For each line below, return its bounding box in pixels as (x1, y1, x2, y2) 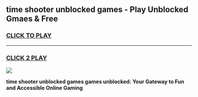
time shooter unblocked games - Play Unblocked (6, 5, 189, 15)
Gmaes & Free (6, 14, 58, 24)
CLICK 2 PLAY (6, 53, 47, 62)
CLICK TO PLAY (6, 32, 52, 40)
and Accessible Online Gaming (6, 84, 83, 91)
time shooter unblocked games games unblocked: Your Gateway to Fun (6, 78, 184, 85)
